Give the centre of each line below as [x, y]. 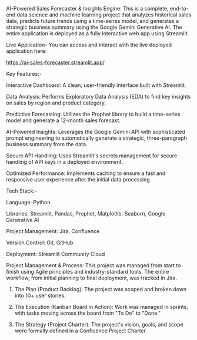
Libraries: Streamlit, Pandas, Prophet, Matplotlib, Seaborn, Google [86, 213]
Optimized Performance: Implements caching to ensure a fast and [86, 173]
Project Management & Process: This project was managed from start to [94, 265]
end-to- [179, 9]
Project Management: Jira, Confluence [53, 231]
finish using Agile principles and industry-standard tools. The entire [88, 272]
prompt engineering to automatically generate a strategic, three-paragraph [96, 138]
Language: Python [29, 202]
